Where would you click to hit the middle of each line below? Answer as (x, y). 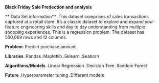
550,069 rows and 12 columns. (36, 37)
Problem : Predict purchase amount (40, 47)
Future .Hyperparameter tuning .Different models (55, 75)
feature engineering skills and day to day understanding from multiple (75, 27)
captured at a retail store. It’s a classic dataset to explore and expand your (79, 22)
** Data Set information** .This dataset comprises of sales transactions (77, 16)
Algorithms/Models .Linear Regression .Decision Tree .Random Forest (76, 66)
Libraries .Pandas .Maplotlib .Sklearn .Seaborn (52, 56)
